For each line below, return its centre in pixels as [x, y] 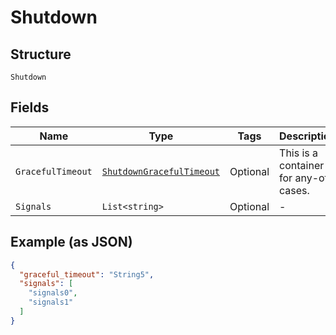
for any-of [304, 178]
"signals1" [51, 302]
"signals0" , [53, 293]
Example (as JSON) [71, 242]
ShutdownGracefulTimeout [161, 171]
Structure [41, 54]
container [302, 165]
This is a [299, 153]
